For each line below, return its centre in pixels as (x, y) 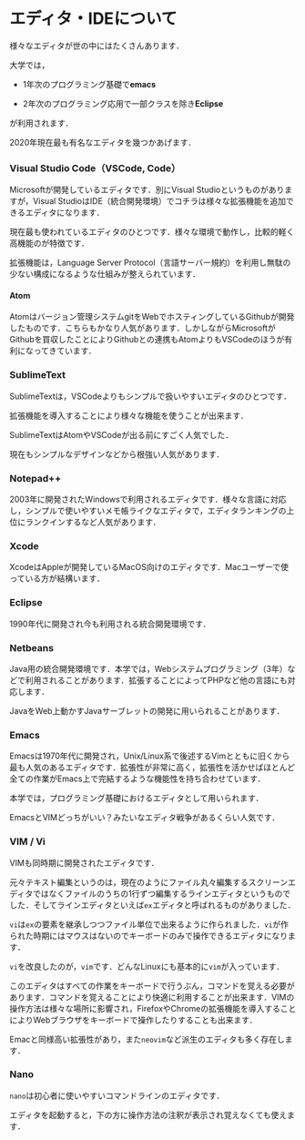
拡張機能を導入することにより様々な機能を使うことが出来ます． (129, 415)
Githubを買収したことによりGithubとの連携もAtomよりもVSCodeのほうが (147, 340)
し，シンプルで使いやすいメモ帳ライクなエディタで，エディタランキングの (148, 511)
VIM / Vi (27, 841)
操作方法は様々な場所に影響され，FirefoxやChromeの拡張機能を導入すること (153, 1008)
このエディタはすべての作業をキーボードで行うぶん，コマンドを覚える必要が (152, 985)
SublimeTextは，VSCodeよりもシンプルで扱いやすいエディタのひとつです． (151, 396)
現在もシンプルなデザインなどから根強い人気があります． (117, 454)
